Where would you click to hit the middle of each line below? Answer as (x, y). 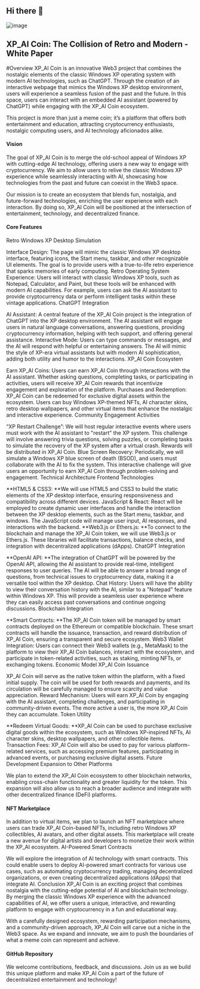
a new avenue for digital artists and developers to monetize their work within (100, 841)
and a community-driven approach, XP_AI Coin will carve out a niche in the (98, 927)
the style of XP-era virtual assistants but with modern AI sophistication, (93, 353)
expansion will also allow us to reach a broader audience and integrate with (99, 788)
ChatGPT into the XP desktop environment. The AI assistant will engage (94, 321)
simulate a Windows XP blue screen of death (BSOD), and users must (92, 459)
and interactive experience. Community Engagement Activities (83, 415)
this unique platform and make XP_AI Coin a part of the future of (85, 973)
